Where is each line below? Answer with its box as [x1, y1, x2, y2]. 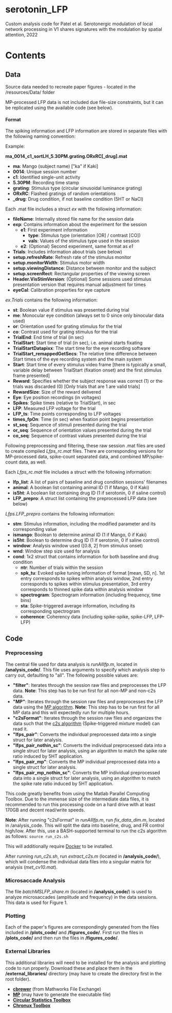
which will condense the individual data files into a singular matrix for [5, 858, 151, 865]
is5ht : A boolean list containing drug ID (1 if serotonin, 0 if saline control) [12, 490, 166, 496]
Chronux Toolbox [12, 1002, 51, 1008]
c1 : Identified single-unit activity [12, 174, 81, 181]
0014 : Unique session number [12, 169, 77, 175]
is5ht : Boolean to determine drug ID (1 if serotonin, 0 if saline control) [12, 537, 160, 543]
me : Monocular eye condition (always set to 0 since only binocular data [12, 312, 164, 318]
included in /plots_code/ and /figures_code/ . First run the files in [5, 930, 144, 936]
